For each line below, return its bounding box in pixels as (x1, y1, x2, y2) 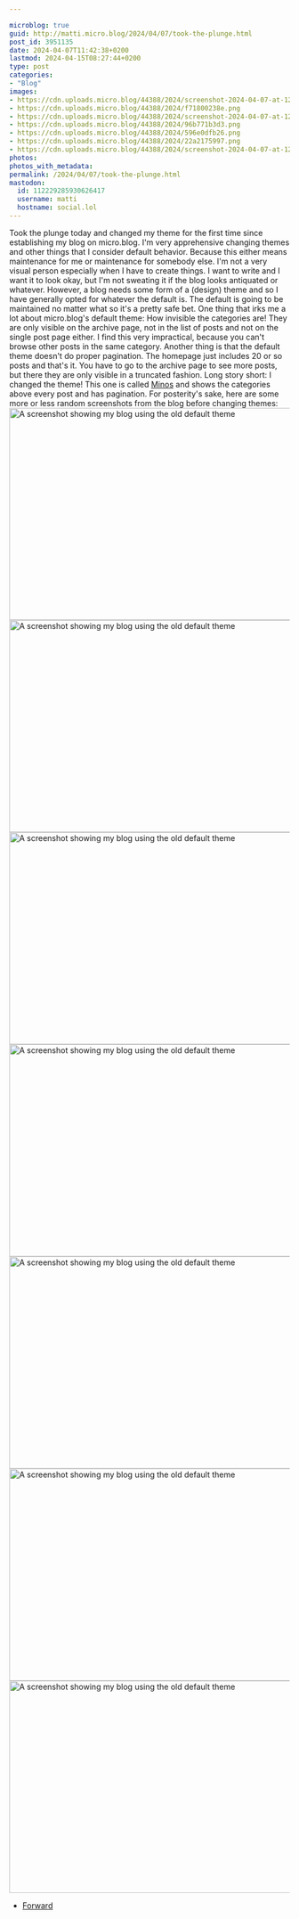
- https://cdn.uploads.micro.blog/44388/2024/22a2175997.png (9, 137, 241, 146)
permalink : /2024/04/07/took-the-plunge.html (9, 170, 181, 179)
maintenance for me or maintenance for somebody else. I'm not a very (9, 256, 268, 266)
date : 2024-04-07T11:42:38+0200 (9, 45, 129, 54)
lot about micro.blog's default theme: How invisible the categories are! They (9, 313, 287, 323)
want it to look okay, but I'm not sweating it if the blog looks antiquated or (9, 274, 279, 285)
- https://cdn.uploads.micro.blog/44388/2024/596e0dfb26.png (9, 128, 241, 138)
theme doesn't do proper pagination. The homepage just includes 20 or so (9, 350, 283, 361)
